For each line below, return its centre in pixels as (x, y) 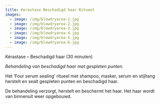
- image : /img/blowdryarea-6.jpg (44, 42)
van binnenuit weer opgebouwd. (38, 96)
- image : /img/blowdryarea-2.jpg (44, 24)
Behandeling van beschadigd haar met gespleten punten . (64, 66)
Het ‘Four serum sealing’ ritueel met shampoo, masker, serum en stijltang (80, 76)
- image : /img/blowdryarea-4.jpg (44, 33)
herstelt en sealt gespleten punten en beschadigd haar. (62, 81)
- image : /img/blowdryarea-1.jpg (44, 19)
